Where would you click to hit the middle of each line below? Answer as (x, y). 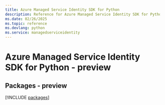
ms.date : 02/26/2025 (26, 19)
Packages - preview (36, 86)
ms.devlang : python (25, 28)
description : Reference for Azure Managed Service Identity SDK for (77, 14)
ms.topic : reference (26, 23)
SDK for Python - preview (58, 68)
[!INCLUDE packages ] (27, 97)
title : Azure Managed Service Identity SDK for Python (62, 10)
